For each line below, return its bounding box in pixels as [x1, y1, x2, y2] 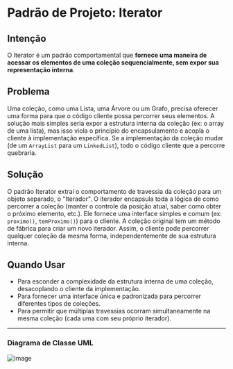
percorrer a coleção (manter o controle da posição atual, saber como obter [7, 202, 222, 210]
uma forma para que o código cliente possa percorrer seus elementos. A [7, 111, 215, 120]
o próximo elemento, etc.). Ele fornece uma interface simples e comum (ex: [7, 209, 222, 218]
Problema [7, 85, 50, 98]
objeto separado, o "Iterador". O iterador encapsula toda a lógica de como [7, 195, 219, 203]
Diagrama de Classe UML [7, 338, 94, 348]
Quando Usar [7, 259, 66, 271]
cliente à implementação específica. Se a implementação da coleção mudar [7, 133, 224, 142]
